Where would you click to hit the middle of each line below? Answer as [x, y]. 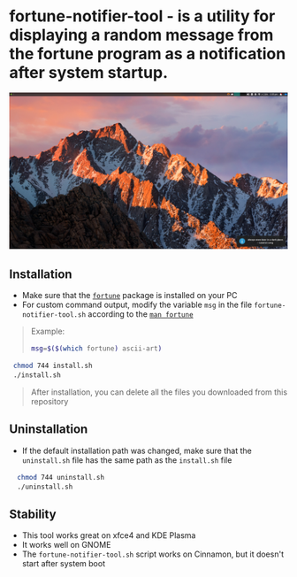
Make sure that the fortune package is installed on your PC [129, 296]
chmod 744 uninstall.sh [61, 477]
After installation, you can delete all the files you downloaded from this [159, 392]
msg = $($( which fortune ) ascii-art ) [96, 349]
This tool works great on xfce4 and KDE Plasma [109, 535]
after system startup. [89, 73]
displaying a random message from [141, 35]
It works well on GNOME [66, 545]
